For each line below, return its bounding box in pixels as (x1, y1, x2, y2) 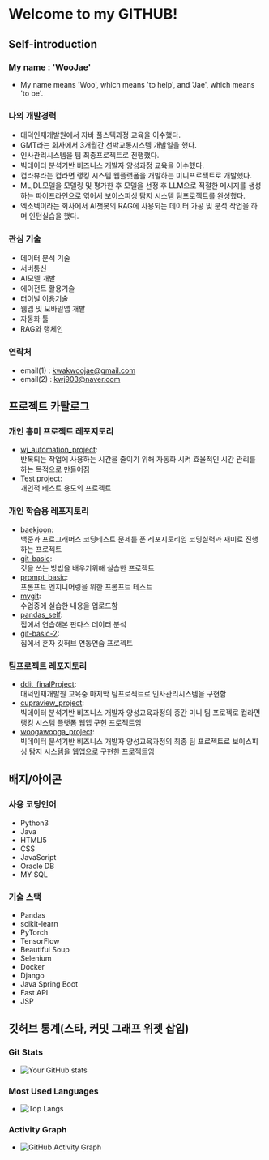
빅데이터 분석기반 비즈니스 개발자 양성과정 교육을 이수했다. (19, 161, 205, 170)
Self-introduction (8, 37, 98, 51)
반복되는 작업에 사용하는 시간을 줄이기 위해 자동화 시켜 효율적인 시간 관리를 (19, 455, 257, 464)
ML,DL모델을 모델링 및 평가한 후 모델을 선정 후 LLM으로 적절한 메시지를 (19, 181, 247, 190)
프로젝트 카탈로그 (8, 400, 90, 413)
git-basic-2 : (19, 628, 60, 638)
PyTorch (19, 927, 49, 937)
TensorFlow (19, 936, 60, 946)
